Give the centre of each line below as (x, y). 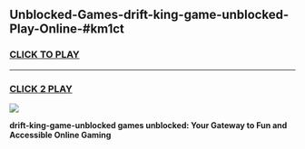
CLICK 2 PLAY (41, 88)
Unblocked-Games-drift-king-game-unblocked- (149, 15)
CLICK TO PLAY (44, 55)
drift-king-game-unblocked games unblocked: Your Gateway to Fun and (148, 125)
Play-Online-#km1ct (67, 29)
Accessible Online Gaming (60, 135)
